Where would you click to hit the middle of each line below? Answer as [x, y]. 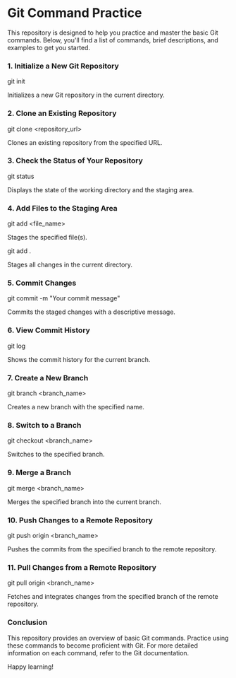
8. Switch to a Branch [44, 425]
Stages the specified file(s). [48, 238]
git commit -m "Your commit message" [64, 298]
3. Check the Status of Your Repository [75, 160]
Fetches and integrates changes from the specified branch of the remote [113, 597]
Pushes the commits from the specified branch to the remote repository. [112, 549]
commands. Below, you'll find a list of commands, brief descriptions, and [113, 40]
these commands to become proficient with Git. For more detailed [103, 645]
